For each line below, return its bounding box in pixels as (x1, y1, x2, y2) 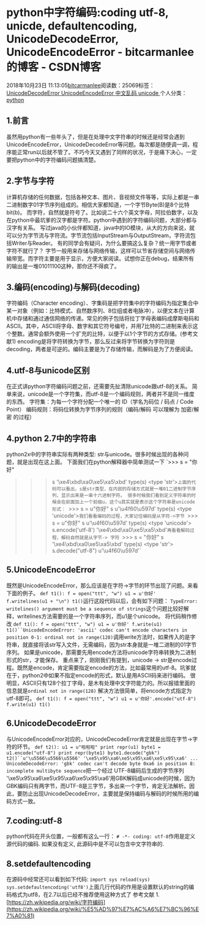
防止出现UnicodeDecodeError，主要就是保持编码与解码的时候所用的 (22, 790, 194, 797)
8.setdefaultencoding (6, 858, 91, 869)
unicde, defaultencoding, (6, 19, 138, 33)
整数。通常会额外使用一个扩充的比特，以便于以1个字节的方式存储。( (11, 330, 182, 338)
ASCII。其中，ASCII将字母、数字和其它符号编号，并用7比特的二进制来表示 (6, 322, 193, 330)
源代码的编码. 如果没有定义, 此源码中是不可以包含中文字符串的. (6, 840, 164, 848)
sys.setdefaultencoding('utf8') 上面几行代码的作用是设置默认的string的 (6, 883, 189, 891)
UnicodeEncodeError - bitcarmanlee (6, 45, 195, 59)
